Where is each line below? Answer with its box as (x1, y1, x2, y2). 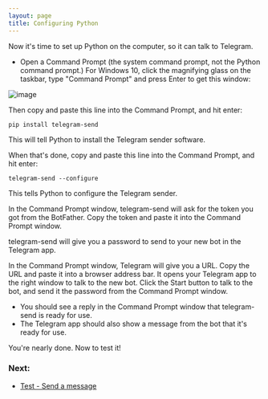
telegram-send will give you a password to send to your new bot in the (8, 236, 242, 246)
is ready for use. (39, 310, 92, 320)
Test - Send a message (19, 381, 97, 390)
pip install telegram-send (8, 120, 99, 128)
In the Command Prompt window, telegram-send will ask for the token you (8, 204, 254, 214)
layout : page (8, 11, 52, 20)
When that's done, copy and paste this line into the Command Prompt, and (8, 150, 255, 160)
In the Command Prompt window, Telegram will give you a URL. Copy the (8, 260, 250, 270)
